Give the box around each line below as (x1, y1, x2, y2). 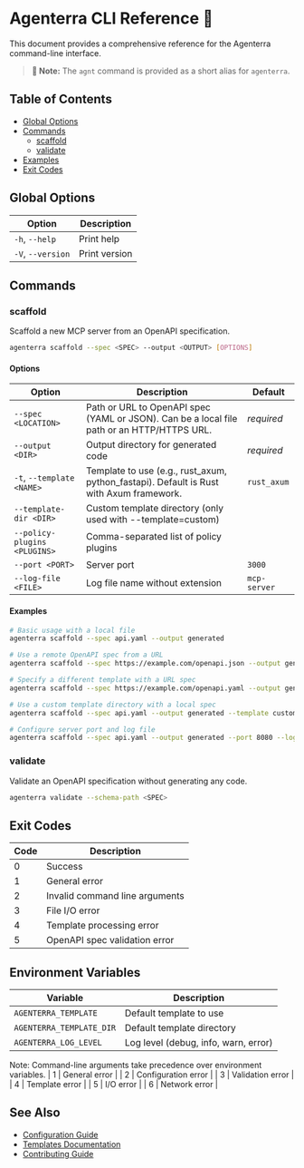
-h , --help (14, 232, 57, 245)
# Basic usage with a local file (9, 626, 136, 635)
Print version (78, 247, 133, 259)
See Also (9, 1105, 61, 1121)
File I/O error (46, 904, 100, 917)
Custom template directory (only (85, 502, 224, 515)
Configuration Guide (22, 1129, 99, 1140)
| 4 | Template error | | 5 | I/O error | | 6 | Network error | (9, 1079, 219, 1090)
